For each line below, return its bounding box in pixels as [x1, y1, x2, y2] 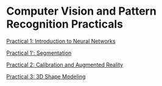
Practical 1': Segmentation [6, 49, 72, 56]
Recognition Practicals [6, 17, 124, 31]
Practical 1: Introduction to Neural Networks [6, 37, 116, 45]
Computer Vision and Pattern [6, 4, 157, 18]
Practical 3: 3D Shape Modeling [6, 73, 86, 80]
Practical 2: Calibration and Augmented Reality [6, 61, 124, 68]
